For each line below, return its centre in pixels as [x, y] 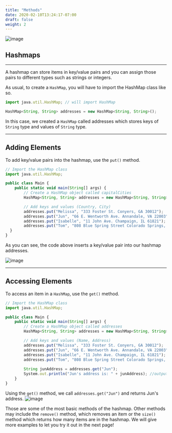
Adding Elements [33, 148]
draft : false [19, 19]
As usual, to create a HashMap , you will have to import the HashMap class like [86, 88]
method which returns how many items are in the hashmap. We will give [81, 419]
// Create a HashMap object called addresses [73, 327]
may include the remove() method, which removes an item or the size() [81, 414]
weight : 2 [16, 24]
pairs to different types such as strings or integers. [59, 78]
